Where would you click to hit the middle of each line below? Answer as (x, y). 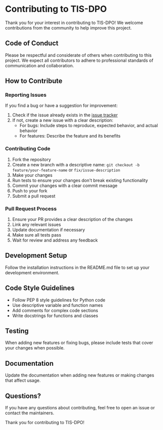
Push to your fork (30, 190)
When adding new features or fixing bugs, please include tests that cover (79, 343)
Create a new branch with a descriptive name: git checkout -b (76, 164)
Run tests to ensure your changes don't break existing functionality (80, 180)
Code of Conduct (32, 43)
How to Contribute (34, 81)
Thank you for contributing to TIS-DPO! (45, 423)
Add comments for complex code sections (55, 310)
